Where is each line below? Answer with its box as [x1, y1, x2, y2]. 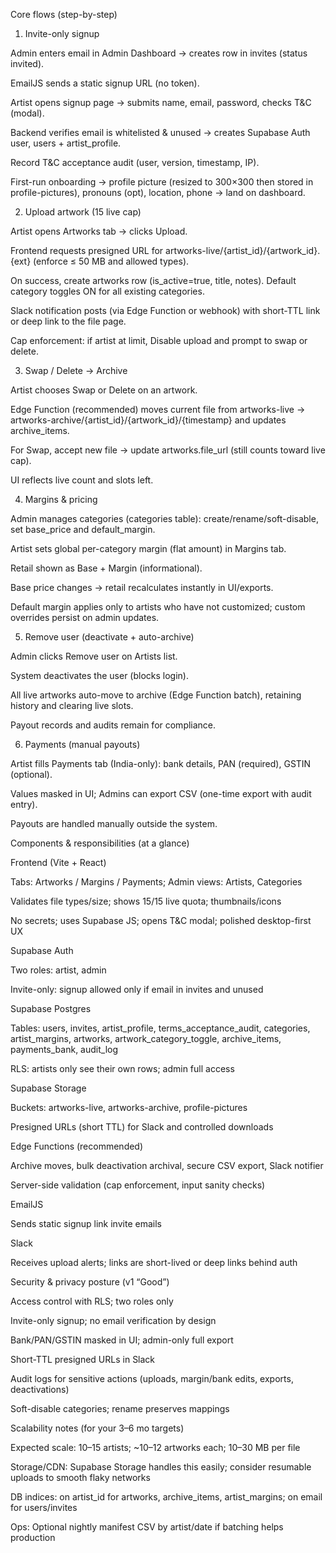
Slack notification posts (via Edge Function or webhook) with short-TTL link [10, 305, 321, 316]
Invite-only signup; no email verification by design [10, 1315, 217, 1326]
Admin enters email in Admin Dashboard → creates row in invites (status [10, 47, 308, 59]
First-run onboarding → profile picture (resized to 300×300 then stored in [10, 176, 314, 188]
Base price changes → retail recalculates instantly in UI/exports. [10, 582, 274, 593]
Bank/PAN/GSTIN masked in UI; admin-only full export [10, 1334, 234, 1346]
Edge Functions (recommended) [10, 1140, 144, 1152]
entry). [10, 799, 38, 810]
